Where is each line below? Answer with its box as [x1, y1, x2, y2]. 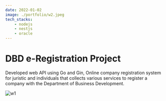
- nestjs [14, 26, 33, 31]
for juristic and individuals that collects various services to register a [5, 75, 148, 81]
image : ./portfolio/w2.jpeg [5, 12, 65, 17]
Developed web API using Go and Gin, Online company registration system [5, 70, 161, 76]
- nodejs [14, 21, 33, 27]
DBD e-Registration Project [5, 53, 121, 64]
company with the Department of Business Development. [5, 80, 125, 86]
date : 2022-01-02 [5, 7, 42, 13]
